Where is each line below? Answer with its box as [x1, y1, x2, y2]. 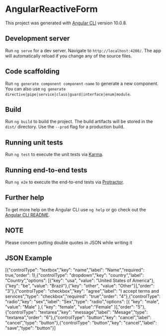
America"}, [132, 277, 155, 284]
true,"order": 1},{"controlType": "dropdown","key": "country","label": [5, 272, 144, 278]
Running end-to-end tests [5, 166, 87, 174]
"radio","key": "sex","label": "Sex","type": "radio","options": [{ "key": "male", [5, 299, 160, 305]
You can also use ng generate [5, 85, 66, 91]
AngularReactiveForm [5, 3, 98, 15]
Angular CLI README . [5, 212, 50, 218]
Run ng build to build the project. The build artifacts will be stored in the [5, 118, 153, 125]
